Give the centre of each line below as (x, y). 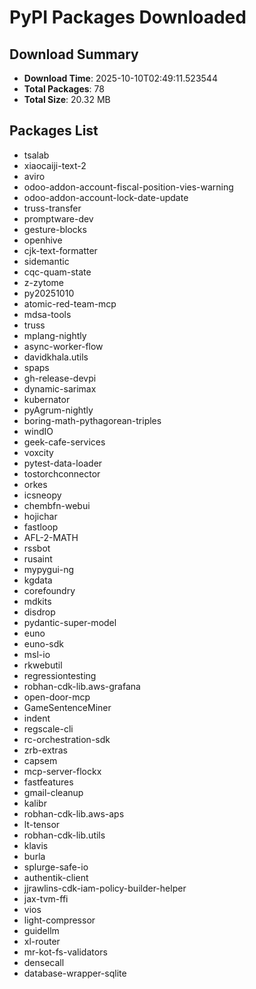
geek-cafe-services (64, 442)
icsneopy (42, 495)
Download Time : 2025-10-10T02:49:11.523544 (120, 78)
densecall (44, 962)
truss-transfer (52, 208)
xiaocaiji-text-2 (55, 165)
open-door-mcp (57, 697)
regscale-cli (48, 728)
